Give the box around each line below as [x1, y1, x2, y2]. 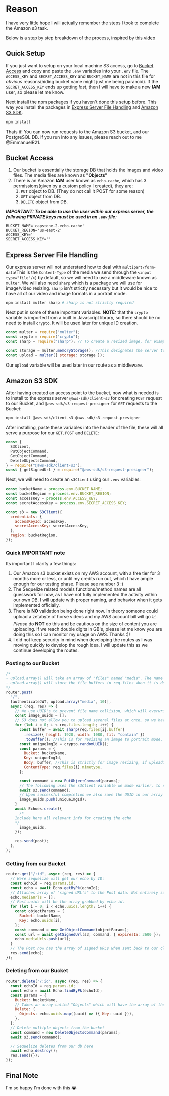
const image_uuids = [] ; [15, 713, 67, 718]
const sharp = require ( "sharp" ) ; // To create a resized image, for [6, 339, 152, 344]
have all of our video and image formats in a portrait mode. [6, 291, 127, 297]
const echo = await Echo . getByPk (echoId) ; [10, 885, 100, 890]
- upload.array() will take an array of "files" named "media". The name [6, 676, 163, 681]
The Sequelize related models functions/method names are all [13, 586, 141, 592]
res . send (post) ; [15, 839, 49, 844]
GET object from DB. [20, 194, 62, 200]
